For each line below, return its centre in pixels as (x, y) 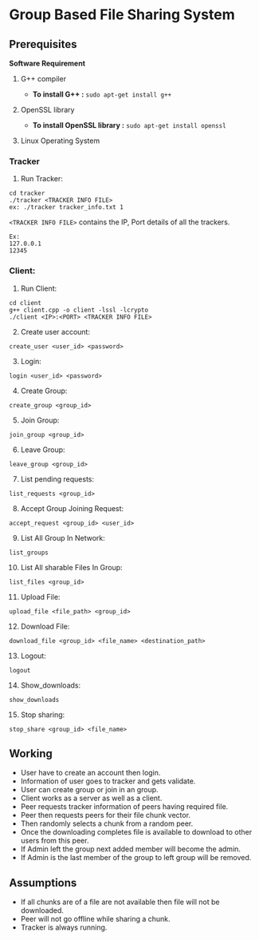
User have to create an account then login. (90, 773)
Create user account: (55, 331)
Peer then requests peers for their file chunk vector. (105, 815)
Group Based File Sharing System (122, 15)
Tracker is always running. (64, 927)
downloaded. (42, 910)
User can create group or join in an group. (89, 790)
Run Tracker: (41, 179)
